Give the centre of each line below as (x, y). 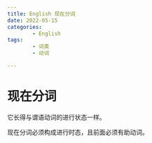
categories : (25, 27)
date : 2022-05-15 (33, 20)
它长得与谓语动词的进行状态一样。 (56, 117)
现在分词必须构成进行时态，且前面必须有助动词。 (78, 132)
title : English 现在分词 (41, 14)
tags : (15, 40)
